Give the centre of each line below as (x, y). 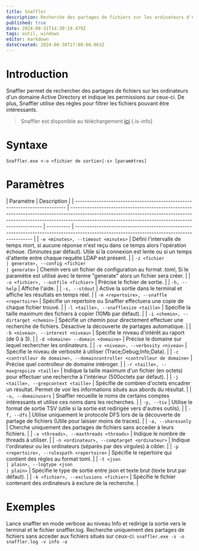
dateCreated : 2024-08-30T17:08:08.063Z (55, 45)
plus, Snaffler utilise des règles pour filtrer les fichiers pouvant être (88, 103)
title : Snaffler (26, 12)
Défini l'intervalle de (157, 239)
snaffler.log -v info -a (37, 541)
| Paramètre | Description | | (40, 201)
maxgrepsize (21, 371)
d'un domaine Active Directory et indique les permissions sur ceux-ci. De (95, 97)
